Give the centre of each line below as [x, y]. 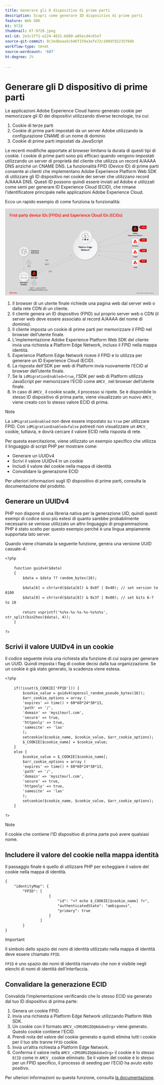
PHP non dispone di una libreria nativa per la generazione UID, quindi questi [81, 513]
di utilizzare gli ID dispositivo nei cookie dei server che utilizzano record [77, 177]
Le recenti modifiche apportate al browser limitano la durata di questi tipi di [81, 151]
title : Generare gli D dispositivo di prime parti [58, 10]
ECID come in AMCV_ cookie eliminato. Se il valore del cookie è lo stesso [83, 1058]
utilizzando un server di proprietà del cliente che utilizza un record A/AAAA [81, 161]
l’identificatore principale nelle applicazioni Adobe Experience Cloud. [74, 192]
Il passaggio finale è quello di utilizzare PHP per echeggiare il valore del [77, 867]
